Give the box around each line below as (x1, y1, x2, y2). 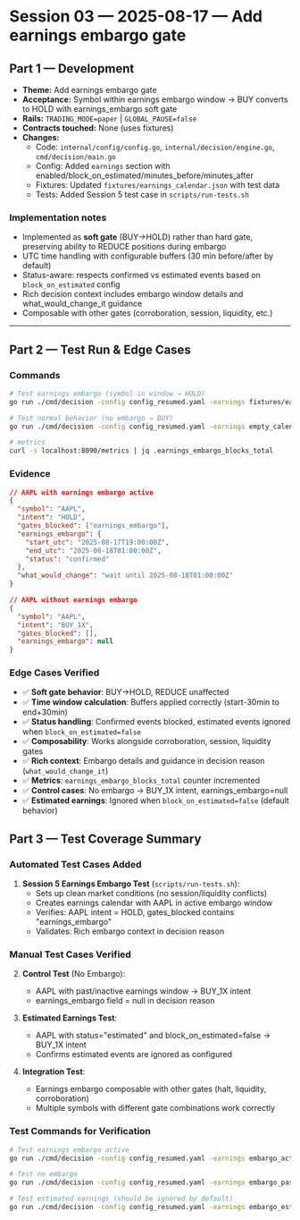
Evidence (9, 468, 51, 480)
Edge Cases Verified (9, 666, 100, 679)
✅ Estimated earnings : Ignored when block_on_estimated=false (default (21, 795, 290, 806)
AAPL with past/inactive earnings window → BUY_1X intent (35, 986, 252, 996)
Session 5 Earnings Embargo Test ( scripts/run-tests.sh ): (21, 878, 240, 889)
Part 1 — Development (9, 61, 135, 76)
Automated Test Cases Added (9, 858, 142, 870)
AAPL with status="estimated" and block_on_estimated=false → (35, 1030, 271, 1041)
